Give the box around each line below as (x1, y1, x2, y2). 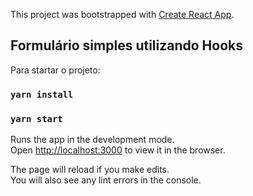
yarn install (10, 89, 74, 100)
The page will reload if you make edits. (10, 164, 170, 176)
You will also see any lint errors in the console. (10, 174, 202, 186)
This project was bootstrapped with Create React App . (10, 9, 235, 20)
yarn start (10, 113, 63, 124)
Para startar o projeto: (10, 64, 101, 76)
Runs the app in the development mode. (10, 134, 175, 146)
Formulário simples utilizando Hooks (10, 37, 244, 54)
